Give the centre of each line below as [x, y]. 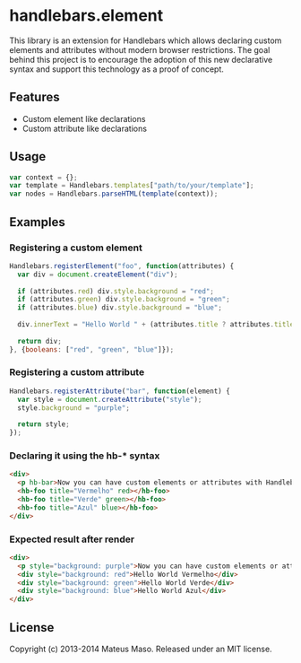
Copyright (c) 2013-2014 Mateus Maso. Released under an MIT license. [141, 649]
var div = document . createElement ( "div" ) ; [98, 275]
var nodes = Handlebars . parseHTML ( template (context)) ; [114, 194]
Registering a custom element [76, 248]
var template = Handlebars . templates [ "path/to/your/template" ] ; [132, 186]
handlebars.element [86, 16]
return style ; [43, 424]
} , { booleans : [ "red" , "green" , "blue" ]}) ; [92, 349]
